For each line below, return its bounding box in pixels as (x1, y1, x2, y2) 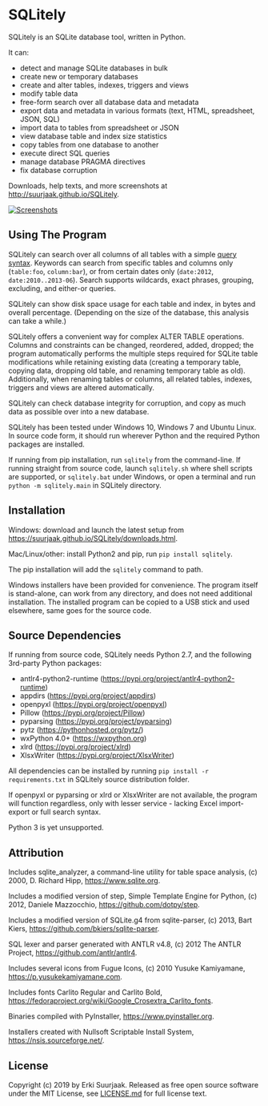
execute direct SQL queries (19, 148, 110, 158)
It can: (8, 47, 30, 57)
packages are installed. (8, 439, 86, 449)
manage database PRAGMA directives (19, 156, 146, 166)
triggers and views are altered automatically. (8, 382, 154, 392)
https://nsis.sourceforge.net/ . (8, 1035, 105, 1045)
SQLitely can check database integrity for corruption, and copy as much (8, 398, 246, 408)
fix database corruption (19, 165, 98, 175)
